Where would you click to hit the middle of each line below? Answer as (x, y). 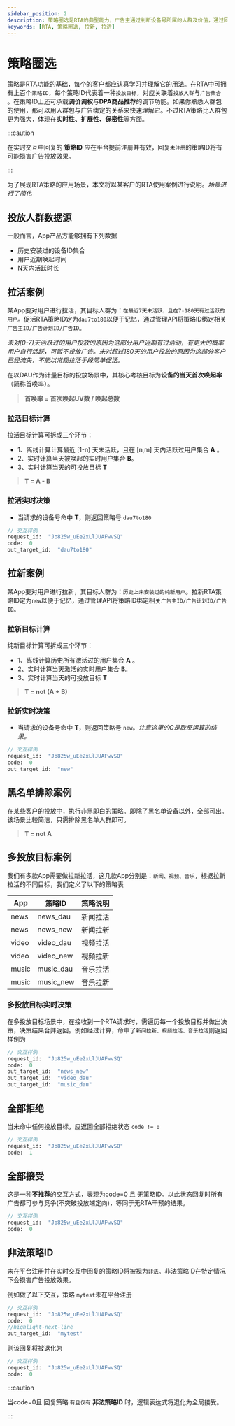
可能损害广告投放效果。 (41, 156)
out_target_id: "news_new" (48, 1072)
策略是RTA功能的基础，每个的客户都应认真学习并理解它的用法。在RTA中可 (114, 84)
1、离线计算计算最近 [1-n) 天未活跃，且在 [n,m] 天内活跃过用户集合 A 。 (120, 450)
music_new (56, 981)
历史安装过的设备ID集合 (51, 251)
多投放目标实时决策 (40, 1005)
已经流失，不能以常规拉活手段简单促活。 (65, 360)
